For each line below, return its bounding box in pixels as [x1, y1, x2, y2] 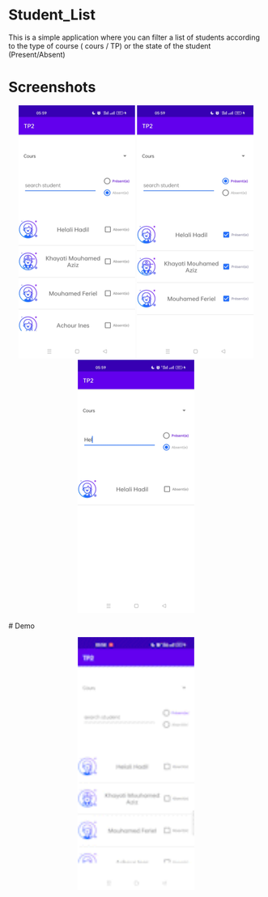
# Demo [8, 621, 35, 631]
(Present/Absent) [8, 49, 66, 59]
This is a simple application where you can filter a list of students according [8, 32, 261, 42]
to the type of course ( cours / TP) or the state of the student [8, 40, 211, 50]
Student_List [8, 6, 96, 24]
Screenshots [8, 79, 96, 96]
